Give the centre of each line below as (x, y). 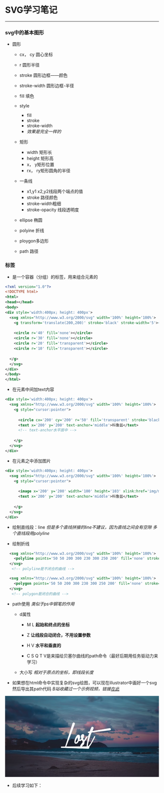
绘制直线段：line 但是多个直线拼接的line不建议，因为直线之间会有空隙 (82, 527)
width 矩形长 (39, 153)
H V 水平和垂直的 (44, 645)
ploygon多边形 (34, 241)
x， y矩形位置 (41, 165)
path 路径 (29, 251)
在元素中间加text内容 (33, 390)
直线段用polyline (33, 533)
